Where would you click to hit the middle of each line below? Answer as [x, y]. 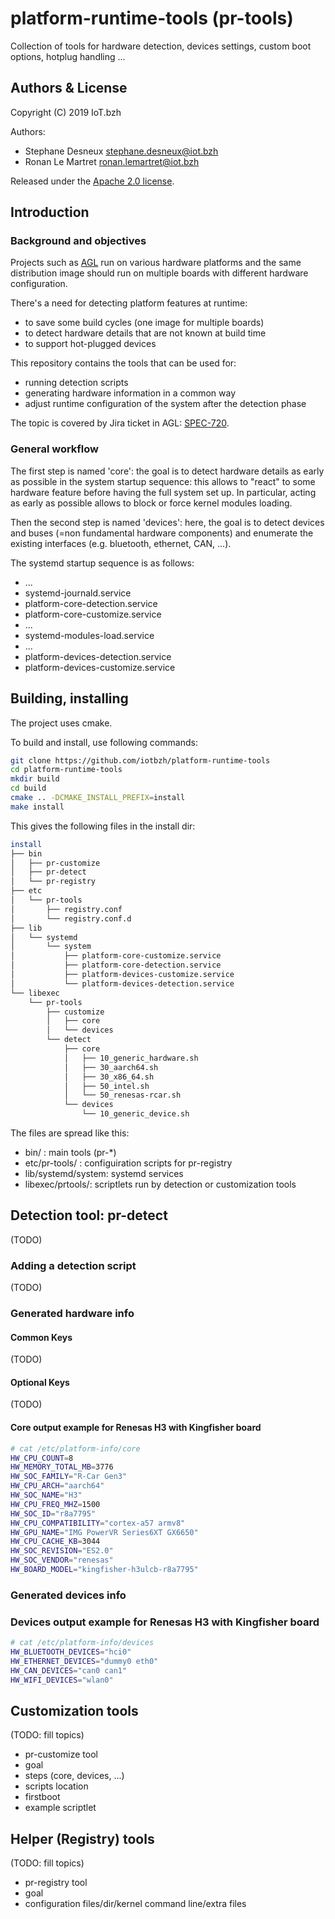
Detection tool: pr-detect [89, 1215]
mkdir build [35, 779]
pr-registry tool [56, 1883]
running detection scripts [76, 383]
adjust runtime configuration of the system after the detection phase [165, 404]
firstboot [42, 1797]
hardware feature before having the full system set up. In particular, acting [163, 492]
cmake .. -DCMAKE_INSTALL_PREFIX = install [98, 798]
